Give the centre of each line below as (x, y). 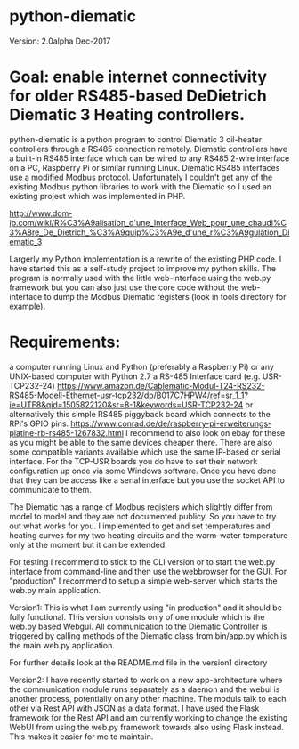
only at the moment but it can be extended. (88, 544)
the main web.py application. (62, 645)
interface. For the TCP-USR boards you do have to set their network (133, 461)
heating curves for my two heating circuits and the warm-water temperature (149, 535)
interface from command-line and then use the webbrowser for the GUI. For (148, 571)
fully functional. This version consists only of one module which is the (137, 616)
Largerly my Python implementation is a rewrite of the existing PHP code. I (145, 259)
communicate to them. (50, 489)
